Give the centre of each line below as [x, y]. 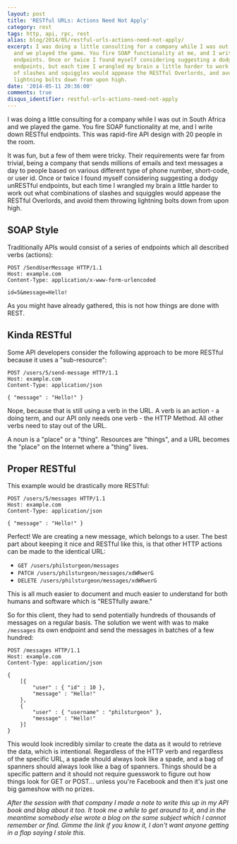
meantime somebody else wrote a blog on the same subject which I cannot [117, 818]
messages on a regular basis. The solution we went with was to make [108, 623]
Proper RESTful [42, 469]
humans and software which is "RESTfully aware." [80, 602]
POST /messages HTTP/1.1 [44, 650]
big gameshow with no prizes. [51, 789]
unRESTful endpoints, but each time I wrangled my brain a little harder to [113, 185]
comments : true [30, 93]
